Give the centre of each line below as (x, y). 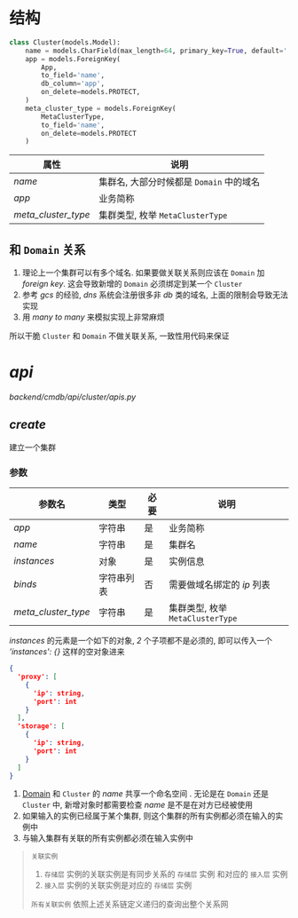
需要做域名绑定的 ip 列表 (220, 585)
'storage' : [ (41, 726)
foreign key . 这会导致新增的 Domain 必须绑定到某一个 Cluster (132, 284)
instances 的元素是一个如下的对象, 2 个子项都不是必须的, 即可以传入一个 (141, 641)
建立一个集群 (32, 447)
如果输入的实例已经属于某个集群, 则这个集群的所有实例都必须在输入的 (149, 816)
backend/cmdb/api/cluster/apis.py (73, 397)
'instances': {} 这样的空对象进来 (67, 652)
